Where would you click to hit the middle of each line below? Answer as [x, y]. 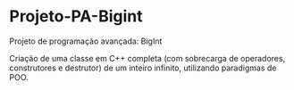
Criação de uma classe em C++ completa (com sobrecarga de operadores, [147, 58]
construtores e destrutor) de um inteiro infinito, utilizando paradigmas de [143, 68]
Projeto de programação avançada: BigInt [86, 41]
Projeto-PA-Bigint [76, 16]
